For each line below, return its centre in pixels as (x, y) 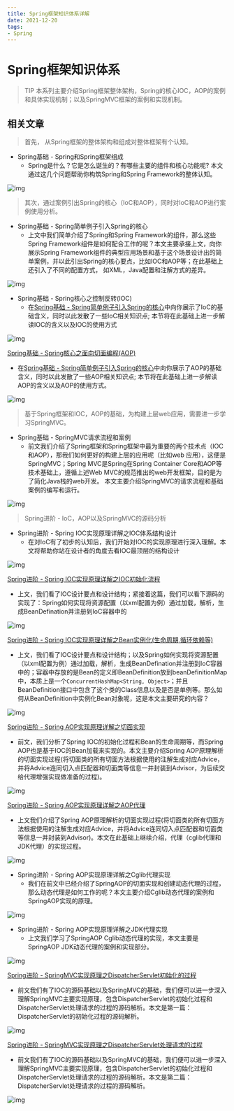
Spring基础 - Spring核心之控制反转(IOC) (75, 298)
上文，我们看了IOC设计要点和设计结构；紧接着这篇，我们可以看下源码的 (121, 594)
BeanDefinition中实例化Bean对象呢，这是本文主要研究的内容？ (119, 698)
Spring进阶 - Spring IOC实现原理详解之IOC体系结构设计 (97, 533)
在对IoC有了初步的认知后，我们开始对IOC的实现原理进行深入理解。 (124, 542)
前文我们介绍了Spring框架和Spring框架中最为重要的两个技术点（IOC (125, 446)
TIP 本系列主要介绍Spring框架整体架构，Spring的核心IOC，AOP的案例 (125, 91)
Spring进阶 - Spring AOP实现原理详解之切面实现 (76, 727)
